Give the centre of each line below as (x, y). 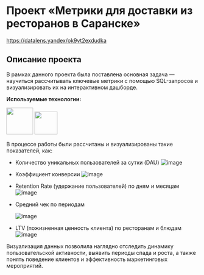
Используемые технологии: (44, 99)
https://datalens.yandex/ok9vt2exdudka (56, 40)
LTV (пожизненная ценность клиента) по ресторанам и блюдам (98, 228)
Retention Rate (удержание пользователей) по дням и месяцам (97, 186)
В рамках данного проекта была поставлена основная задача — (90, 74)
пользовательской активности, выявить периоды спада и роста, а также (101, 252)
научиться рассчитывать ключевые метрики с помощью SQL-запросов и (102, 80)
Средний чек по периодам (50, 204)
